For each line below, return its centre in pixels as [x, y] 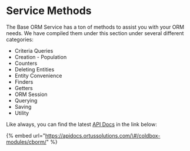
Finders [24, 82]
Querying [26, 100]
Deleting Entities [34, 69]
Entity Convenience [38, 75]
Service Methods [49, 11]
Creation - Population [41, 57]
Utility [22, 113]
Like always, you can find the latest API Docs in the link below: [81, 124]
